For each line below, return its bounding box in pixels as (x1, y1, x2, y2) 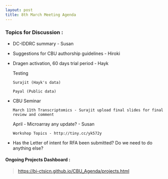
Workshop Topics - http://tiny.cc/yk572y (12, 131, 102, 136)
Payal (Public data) (12, 88, 57, 94)
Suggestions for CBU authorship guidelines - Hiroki (12, 50, 121, 56)
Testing (12, 70, 29, 76)
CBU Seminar (12, 98, 41, 104)
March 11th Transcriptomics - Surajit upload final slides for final (12, 107, 164, 112)
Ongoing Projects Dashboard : (5, 157, 70, 163)
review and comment (12, 112, 54, 117)
